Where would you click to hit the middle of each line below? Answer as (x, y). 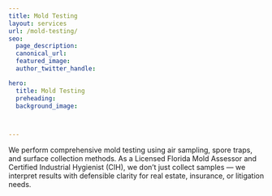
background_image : (47, 106)
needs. (20, 185)
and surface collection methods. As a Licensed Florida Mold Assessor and (133, 159)
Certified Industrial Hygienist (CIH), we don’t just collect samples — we (127, 168)
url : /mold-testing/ (43, 31)
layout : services (38, 23)
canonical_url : (41, 53)
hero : (17, 83)
